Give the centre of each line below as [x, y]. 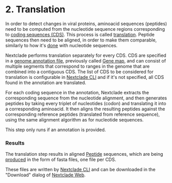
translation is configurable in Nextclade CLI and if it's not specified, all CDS [85, 77]
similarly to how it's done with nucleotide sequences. [62, 45]
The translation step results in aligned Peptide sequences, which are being [84, 154]
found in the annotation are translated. [46, 83]
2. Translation [35, 9]
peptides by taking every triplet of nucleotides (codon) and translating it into [86, 103]
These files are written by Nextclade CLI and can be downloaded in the [80, 170]
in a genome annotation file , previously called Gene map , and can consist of [86, 60]
